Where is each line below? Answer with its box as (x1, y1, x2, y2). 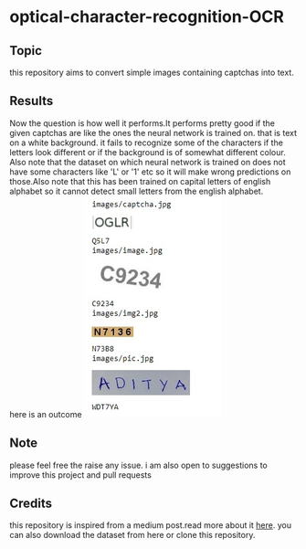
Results (9, 93, 54, 109)
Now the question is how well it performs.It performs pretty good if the (9, 117, 276, 129)
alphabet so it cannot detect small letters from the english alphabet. (9, 185, 264, 196)
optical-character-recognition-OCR (9, 6, 285, 27)
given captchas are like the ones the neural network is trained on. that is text (9, 127, 297, 138)
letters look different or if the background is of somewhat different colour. (9, 146, 286, 157)
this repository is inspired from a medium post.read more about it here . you (9, 520, 292, 531)
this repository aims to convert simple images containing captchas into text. (9, 67, 294, 78)
